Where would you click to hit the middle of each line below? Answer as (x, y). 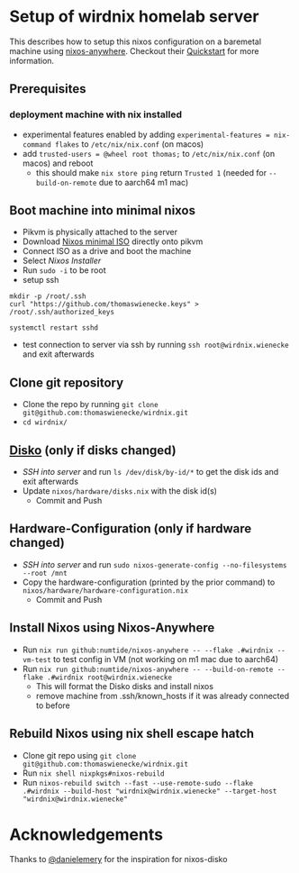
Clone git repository (67, 382)
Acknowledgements (86, 834)
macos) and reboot (58, 163)
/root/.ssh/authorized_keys (62, 313)
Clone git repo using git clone (79, 755)
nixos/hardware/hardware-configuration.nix (105, 591)
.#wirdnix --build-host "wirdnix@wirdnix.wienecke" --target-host (149, 791)
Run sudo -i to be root (64, 270)
